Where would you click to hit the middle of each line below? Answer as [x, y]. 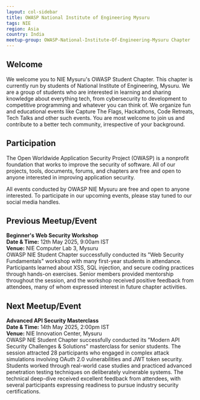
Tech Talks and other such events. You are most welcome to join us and [96, 118]
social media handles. [33, 202]
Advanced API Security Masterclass [53, 321]
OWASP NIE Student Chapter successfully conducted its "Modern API [93, 340]
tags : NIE [19, 23]
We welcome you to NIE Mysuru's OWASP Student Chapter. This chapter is [100, 79]
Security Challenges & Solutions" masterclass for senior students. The [94, 347]
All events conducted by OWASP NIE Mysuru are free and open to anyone [98, 189]
